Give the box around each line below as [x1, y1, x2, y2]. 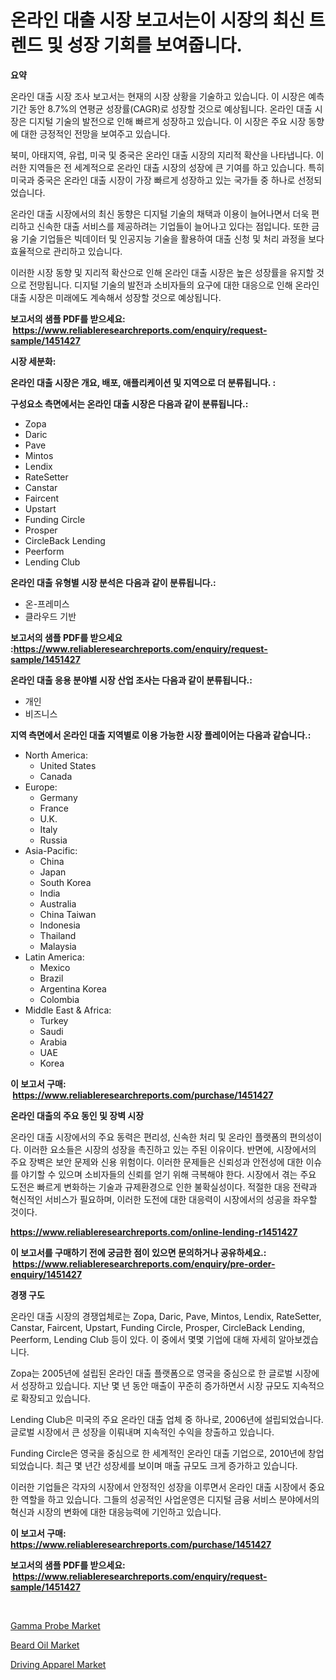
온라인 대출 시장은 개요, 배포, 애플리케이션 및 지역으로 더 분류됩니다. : [10, 376, 277, 388]
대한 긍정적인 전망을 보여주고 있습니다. [20, 127, 171, 140]
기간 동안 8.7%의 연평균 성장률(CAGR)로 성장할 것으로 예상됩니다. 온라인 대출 [10, 102, 313, 115]
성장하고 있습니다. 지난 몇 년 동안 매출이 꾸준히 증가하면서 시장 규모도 [20, 1379, 290, 1391]
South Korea [39, 876, 92, 888]
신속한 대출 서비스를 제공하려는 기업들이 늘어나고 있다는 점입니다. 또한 [36, 220, 310, 232]
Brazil [39, 972, 64, 984]
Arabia [39, 1036, 68, 1048]
